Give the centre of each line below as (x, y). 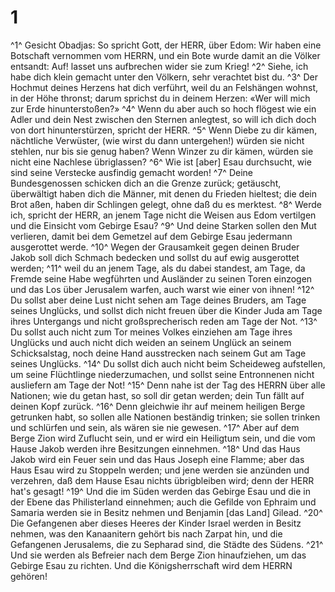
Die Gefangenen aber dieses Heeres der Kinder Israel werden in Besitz (156, 523)
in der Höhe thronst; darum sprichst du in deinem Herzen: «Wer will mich (160, 98)
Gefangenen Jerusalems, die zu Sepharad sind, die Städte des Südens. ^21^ (167, 544)
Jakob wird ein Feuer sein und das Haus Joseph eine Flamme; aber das (157, 459)
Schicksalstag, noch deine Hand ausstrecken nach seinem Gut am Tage (158, 353)
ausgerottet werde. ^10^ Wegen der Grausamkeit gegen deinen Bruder (155, 247)
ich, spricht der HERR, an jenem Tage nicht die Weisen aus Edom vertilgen (163, 215)
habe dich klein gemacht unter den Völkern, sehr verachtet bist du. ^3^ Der (164, 77)
